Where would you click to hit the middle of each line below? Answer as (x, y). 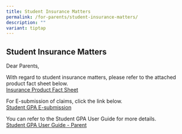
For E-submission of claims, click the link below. (64, 101)
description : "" (26, 22)
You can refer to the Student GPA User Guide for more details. (81, 119)
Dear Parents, (23, 66)
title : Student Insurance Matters (49, 11)
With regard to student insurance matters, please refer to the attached (91, 78)
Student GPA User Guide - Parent (47, 125)
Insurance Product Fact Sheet (42, 90)
